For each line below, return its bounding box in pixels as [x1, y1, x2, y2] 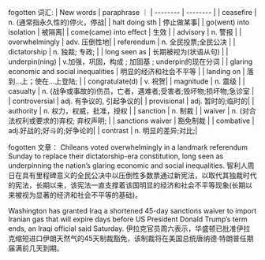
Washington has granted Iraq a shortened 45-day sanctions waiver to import [8, 206, 257, 215]
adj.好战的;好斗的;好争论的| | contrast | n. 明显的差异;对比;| [8, 126, 198, 135]
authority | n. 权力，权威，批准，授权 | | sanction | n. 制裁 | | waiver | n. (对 [8, 106, 250, 115]
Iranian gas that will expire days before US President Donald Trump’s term [8, 214, 248, 224]
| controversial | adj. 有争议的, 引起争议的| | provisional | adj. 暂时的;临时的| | [8, 96, 255, 106]
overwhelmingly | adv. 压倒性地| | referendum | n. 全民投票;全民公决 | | [8, 37, 236, 46]
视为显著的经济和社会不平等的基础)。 [21, 191, 143, 199]
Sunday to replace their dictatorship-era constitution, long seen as [8, 151, 224, 161]
